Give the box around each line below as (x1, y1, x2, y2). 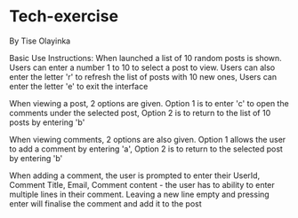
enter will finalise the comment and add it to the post (9, 198, 202, 209)
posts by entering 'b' (9, 117, 85, 128)
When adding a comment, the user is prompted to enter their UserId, (9, 170, 261, 181)
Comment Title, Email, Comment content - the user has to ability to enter (9, 179, 276, 190)
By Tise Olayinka (9, 35, 71, 46)
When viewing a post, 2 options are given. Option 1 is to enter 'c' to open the (9, 97, 289, 108)
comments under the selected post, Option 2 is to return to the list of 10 (9, 107, 271, 118)
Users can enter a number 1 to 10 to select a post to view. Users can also (9, 62, 276, 73)
